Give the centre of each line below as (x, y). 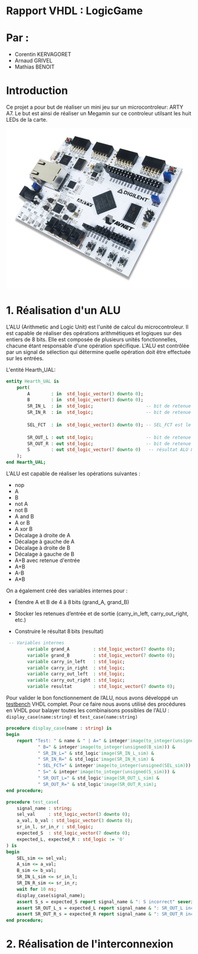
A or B (22, 523)
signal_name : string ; (44, 808)
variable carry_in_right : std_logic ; (76, 668)
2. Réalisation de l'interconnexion (90, 944)
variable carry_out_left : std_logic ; (76, 674)
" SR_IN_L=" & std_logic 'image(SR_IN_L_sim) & (96, 753)
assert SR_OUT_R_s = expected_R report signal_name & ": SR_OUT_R (100, 914)
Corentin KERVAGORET (43, 54)
